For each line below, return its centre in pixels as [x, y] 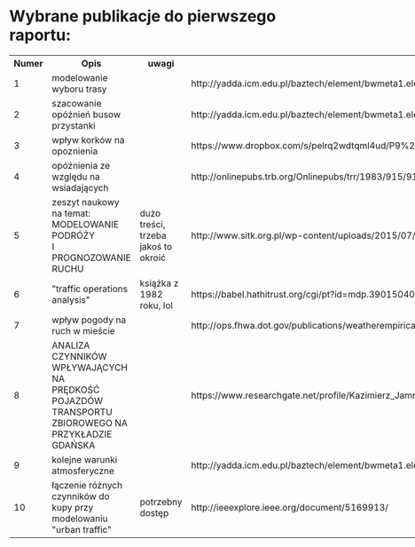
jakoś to [156, 246]
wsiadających [80, 187]
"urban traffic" [82, 529]
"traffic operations [90, 289]
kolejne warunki [85, 459]
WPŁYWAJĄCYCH [90, 368]
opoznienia [75, 151]
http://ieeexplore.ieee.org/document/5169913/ [290, 507]
